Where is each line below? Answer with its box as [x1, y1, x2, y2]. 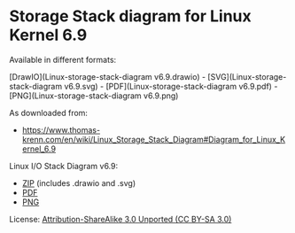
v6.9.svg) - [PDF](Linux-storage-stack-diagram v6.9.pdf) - [64, 81, 278, 91]
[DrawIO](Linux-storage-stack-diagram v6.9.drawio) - [9, 71, 206, 82]
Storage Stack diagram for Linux [9, 6, 252, 27]
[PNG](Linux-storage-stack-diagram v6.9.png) [9, 90, 179, 101]
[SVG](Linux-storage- [207, 71, 287, 82]
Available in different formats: [9, 54, 117, 65]
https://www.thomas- [21, 124, 100, 135]
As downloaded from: [9, 107, 89, 118]
